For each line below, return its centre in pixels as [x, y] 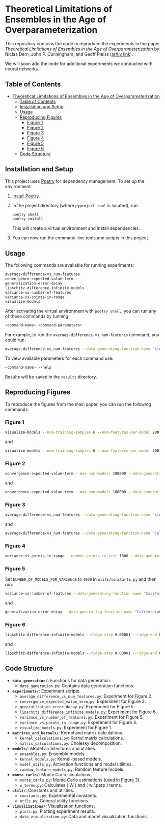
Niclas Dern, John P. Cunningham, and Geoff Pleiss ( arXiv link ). [69, 54]
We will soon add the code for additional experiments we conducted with [79, 63]
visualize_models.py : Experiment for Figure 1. [66, 728]
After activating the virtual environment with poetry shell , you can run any [81, 311]
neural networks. [22, 69]
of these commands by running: [37, 317]
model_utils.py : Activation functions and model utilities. [76, 764]
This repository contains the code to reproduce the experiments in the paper [82, 43]
